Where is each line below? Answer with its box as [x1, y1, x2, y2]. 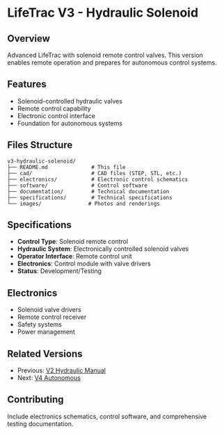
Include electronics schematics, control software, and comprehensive [7, 412, 207, 420]
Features [7, 79, 47, 90]
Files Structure [7, 139, 73, 151]
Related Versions [7, 347, 83, 359]
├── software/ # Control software [7, 182, 148, 189]
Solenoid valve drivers [17, 306, 81, 314]
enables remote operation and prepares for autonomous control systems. [7, 58, 217, 67]
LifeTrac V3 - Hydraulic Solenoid [7, 5, 199, 21]
